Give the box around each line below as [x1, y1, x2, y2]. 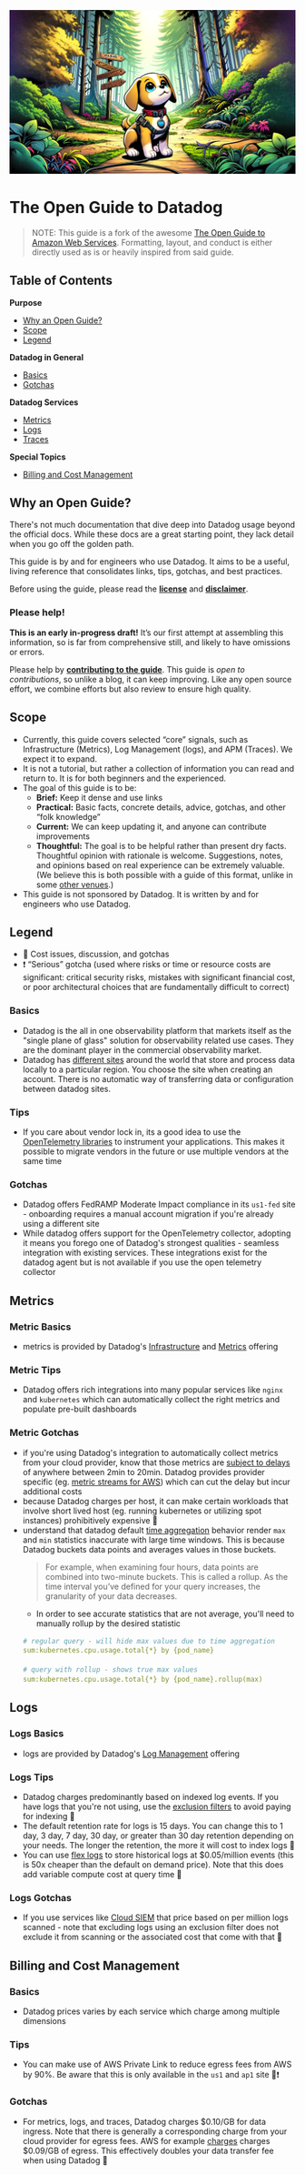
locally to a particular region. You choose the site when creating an [22, 1064, 273, 1075]
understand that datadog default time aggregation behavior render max [22, 1524, 286, 1535]
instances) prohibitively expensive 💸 [22, 1514, 159, 1525]
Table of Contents [9, 273, 113, 288]
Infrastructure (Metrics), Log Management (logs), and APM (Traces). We [22, 744, 293, 754]
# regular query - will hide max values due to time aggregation [22, 1636, 275, 1645]
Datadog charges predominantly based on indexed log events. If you [22, 1791, 280, 1802]
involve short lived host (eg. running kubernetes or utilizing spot [22, 1505, 262, 1516]
